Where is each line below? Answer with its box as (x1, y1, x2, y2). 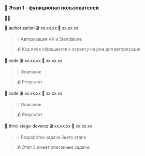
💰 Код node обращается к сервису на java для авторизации (16, 46, 141, 52)
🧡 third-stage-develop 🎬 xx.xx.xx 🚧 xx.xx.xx (4, 123, 92, 129)
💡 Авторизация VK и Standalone (16, 36, 82, 42)
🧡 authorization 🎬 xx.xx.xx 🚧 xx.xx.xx (4, 25, 78, 31)
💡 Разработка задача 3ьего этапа (16, 134, 87, 140)
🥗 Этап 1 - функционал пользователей (4, 4, 99, 11)
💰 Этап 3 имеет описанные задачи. (16, 144, 90, 150)
